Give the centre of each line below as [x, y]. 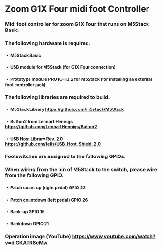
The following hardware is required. [48, 43]
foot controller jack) [25, 85]
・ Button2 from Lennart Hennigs [39, 121]
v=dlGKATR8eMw [27, 242]
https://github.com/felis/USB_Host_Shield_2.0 [53, 144]
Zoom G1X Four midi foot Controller [77, 9]
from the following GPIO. [34, 175]
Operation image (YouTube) [38, 236]
